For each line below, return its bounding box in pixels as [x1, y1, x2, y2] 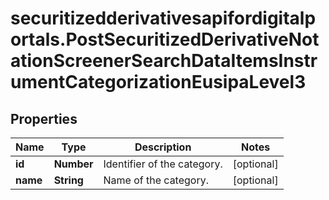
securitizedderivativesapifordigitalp [10, 7, 317, 30]
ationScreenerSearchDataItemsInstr [10, 50, 318, 72]
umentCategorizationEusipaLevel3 [10, 71, 307, 94]
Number [53, 157, 94, 171]
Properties [10, 110, 78, 127]
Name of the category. [103, 173, 209, 187]
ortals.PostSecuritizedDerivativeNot [10, 28, 320, 51]
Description [134, 140, 192, 154]
